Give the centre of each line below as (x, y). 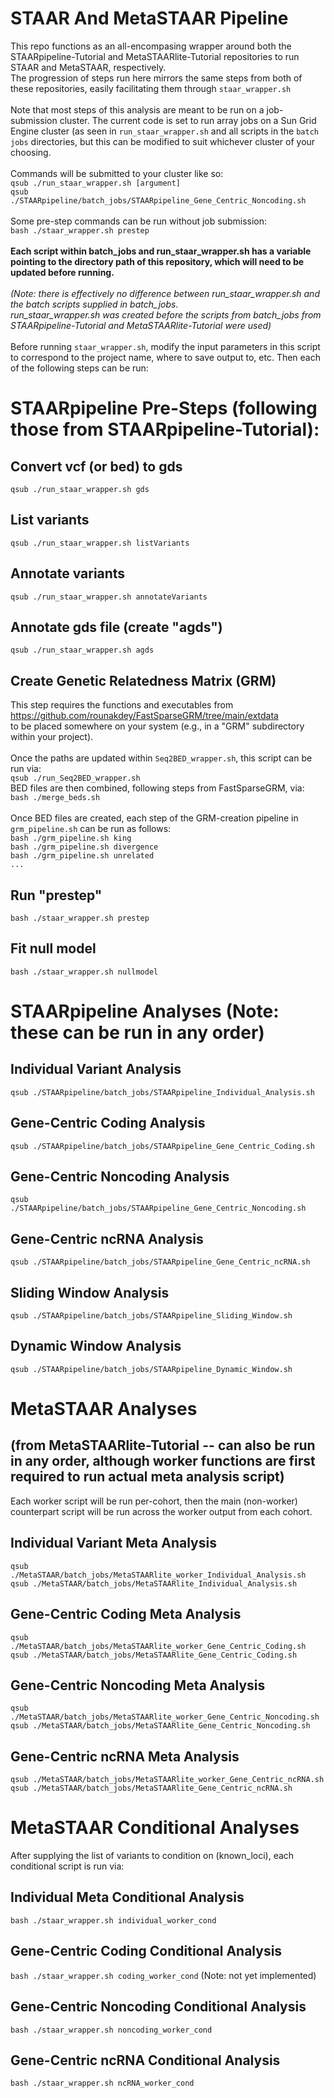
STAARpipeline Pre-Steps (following (164, 408)
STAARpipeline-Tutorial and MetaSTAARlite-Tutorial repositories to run (155, 56)
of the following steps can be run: (79, 368)
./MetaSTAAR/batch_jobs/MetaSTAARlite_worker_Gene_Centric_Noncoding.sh (165, 1717)
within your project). (52, 737)
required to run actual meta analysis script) (147, 1477)
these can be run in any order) (137, 1033)
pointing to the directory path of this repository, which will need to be (157, 261)
